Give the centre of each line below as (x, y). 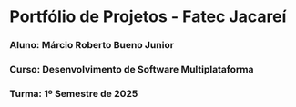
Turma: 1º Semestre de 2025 (74, 93)
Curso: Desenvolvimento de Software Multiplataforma (132, 70)
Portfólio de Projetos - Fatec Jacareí (148, 17)
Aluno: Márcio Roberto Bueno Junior (92, 45)
